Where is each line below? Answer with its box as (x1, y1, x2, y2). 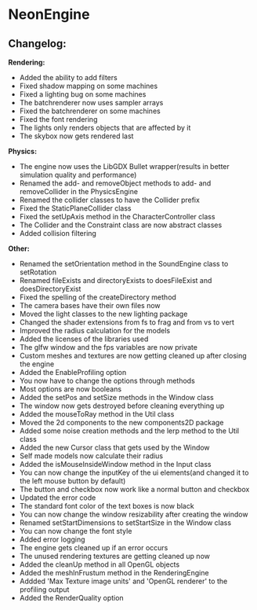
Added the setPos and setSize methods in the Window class (19, 393, 214, 402)
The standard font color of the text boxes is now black (19, 502, 194, 510)
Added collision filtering (19, 229, 96, 237)
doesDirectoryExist (19, 285, 81, 293)
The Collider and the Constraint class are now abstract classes (19, 220, 223, 230)
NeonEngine (8, 6, 90, 24)
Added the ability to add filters (19, 73, 118, 82)
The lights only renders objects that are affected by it (19, 123, 191, 132)
